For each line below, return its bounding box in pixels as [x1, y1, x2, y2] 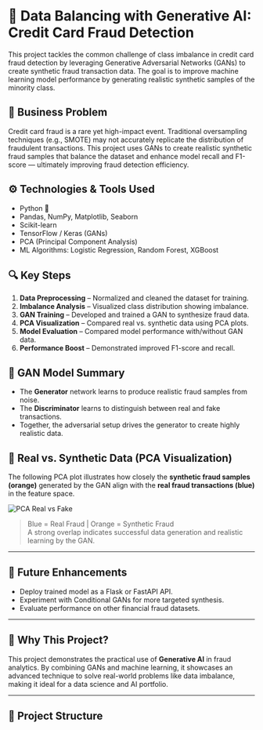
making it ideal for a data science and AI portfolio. [8, 679, 168, 688]
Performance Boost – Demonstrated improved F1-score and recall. [19, 343, 236, 353]
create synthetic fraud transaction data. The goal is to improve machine [8, 66, 239, 75]
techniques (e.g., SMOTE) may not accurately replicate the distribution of [8, 135, 244, 144]
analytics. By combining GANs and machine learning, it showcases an [8, 663, 233, 672]
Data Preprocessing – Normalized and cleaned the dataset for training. [19, 293, 249, 303]
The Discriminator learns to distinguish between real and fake [19, 404, 221, 413]
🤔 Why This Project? [8, 634, 109, 647]
